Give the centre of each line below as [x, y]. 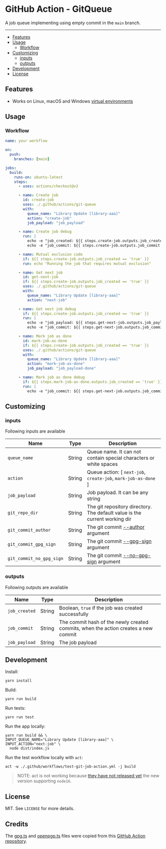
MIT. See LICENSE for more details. [40, 809]
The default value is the [114, 513]
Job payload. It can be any [118, 492]
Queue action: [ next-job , [116, 472]
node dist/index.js [30, 748]
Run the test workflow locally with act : [44, 758]
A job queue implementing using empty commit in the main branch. [73, 23]
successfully [74, 614]
